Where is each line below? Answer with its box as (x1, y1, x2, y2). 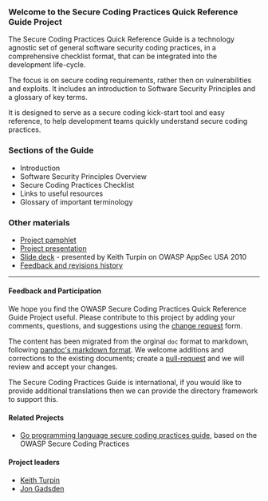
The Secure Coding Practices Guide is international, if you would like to (8, 378, 242, 388)
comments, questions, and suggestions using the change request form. (8, 321, 243, 331)
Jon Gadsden (19, 483, 65, 493)
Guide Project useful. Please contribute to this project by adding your (8, 312, 235, 322)
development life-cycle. (8, 60, 86, 70)
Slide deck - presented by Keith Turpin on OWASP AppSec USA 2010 (19, 252, 247, 261)
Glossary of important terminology (19, 197, 133, 206)
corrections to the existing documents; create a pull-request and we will (8, 354, 245, 364)
